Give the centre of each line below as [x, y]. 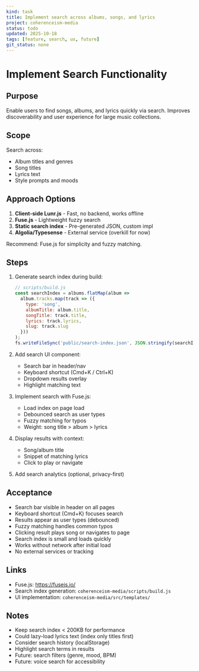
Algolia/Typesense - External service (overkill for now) [82, 232]
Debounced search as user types [64, 414]
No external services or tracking [54, 551]
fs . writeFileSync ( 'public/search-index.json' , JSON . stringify [93, 343]
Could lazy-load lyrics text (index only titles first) [74, 636]
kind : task [20, 12]
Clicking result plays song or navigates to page [72, 532]
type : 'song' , [43, 304]
